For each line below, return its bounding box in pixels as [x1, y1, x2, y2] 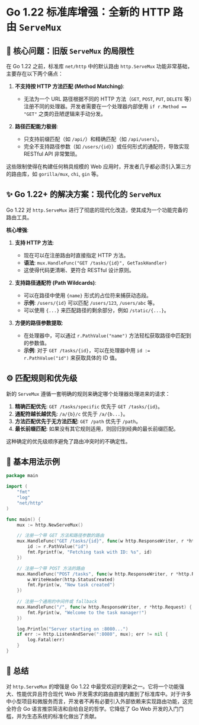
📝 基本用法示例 [6, 457, 60, 467]
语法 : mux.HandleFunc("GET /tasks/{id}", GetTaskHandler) [23, 259, 168, 266]
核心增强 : [6, 226, 29, 234]
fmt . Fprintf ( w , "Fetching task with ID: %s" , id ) [27, 549, 152, 556]
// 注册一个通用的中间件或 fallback [17, 598, 98, 605]
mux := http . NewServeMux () [17, 522, 84, 528]
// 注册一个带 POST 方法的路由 [17, 565, 85, 571]
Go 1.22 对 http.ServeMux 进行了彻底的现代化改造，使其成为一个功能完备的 [6, 206, 188, 213]
